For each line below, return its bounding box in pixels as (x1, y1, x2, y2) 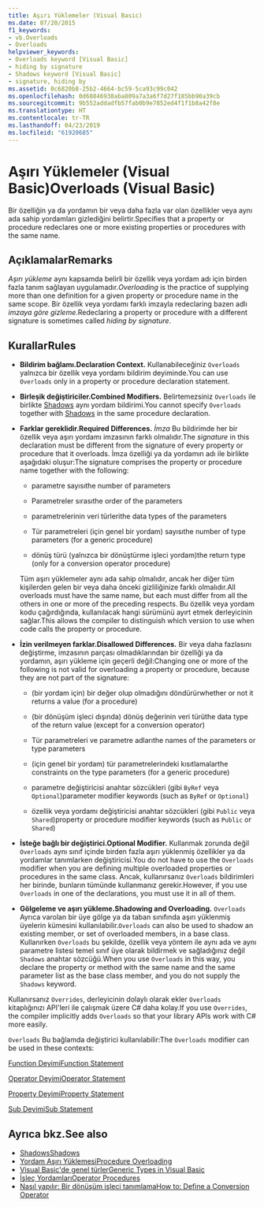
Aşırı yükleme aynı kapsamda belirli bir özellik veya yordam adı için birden (8, 274, 247, 284)
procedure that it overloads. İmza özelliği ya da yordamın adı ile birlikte (19, 449, 250, 459)
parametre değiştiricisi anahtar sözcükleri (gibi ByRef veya (31, 783, 219, 793)
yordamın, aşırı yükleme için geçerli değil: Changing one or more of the (19, 656, 248, 666)
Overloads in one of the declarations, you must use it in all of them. (19, 889, 236, 898)
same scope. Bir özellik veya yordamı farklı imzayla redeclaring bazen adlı (8, 299, 248, 309)
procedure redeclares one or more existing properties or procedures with (8, 222, 246, 232)
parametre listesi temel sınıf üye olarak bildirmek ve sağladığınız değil (19, 946, 246, 956)
